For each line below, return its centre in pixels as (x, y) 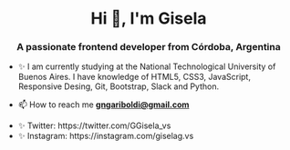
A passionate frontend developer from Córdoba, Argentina (149, 47)
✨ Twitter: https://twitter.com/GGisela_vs (94, 125)
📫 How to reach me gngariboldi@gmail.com (104, 105)
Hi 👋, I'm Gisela (149, 19)
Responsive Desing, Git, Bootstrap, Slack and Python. (119, 86)
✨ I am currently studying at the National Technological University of (147, 66)
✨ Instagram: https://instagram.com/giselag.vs (106, 136)
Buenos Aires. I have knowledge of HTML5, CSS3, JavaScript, (134, 77)
